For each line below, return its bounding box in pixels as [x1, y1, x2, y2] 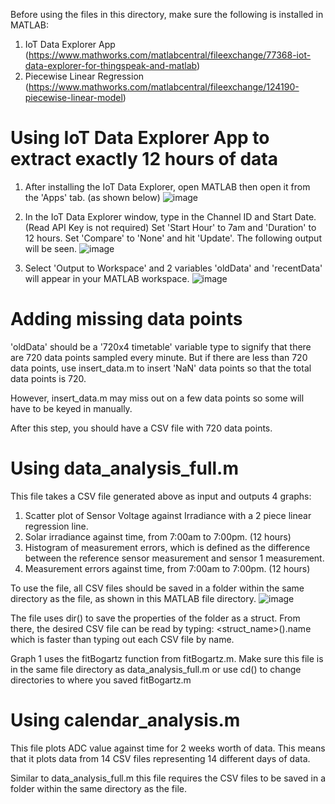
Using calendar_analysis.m [10, 709, 241, 731]
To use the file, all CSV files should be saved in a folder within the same [10, 582, 305, 594]
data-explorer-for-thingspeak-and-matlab [24, 60, 197, 71]
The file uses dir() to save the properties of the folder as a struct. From [10, 612, 301, 624]
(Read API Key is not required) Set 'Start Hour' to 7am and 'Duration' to [24, 221, 317, 233]
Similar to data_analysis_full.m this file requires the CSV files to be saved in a [10, 772, 326, 784]
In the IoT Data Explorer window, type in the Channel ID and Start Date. [24, 210, 317, 223]
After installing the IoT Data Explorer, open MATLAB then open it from [24, 180, 311, 193]
